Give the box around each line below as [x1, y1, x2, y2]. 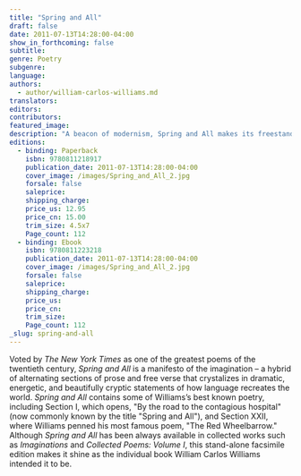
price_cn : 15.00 [25, 212, 87, 222]
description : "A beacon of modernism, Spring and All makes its [9, 130, 254, 139]
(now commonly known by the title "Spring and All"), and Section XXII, [9, 411, 269, 421]
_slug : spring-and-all [9, 329, 94, 338]
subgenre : [9, 64, 47, 72]
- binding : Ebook [17, 238, 82, 247]
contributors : [9, 113, 63, 122]
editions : [9, 138, 47, 147]
